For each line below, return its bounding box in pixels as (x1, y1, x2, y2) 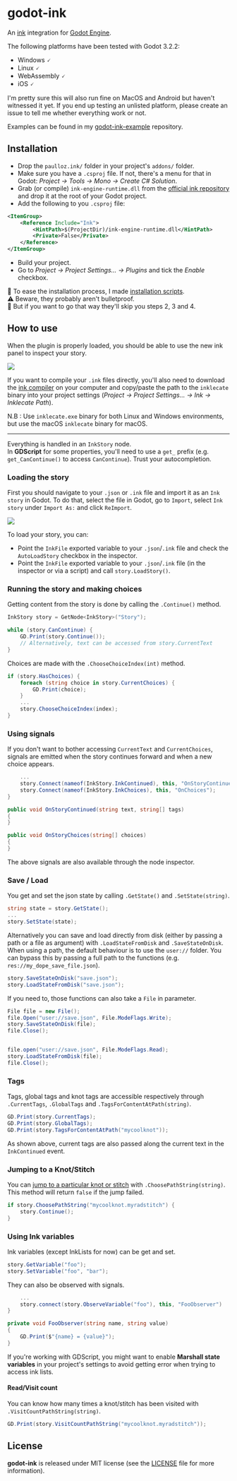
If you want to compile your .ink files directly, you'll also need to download (7, 376, 225, 384)
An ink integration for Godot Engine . (7, 28, 111, 37)
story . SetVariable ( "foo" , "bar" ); (7, 1268, 109, 1275)
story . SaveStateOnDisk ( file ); (7, 1021, 97, 1028)
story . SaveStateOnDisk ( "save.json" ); (7, 975, 119, 982)
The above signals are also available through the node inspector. (7, 857, 195, 866)
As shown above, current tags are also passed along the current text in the (7, 1139, 224, 1148)
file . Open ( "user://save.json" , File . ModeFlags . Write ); (7, 1014, 172, 1021)
